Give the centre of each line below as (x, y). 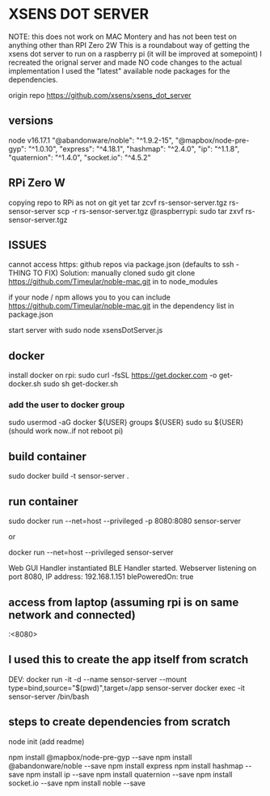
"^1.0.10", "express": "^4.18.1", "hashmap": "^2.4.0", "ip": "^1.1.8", (134, 149)
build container (48, 456)
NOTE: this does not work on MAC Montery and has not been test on (122, 36)
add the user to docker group (67, 405)
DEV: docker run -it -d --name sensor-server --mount (98, 679)
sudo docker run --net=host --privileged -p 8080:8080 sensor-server (124, 521)
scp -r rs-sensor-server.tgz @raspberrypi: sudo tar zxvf (150, 211)
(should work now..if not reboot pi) (66, 431)
